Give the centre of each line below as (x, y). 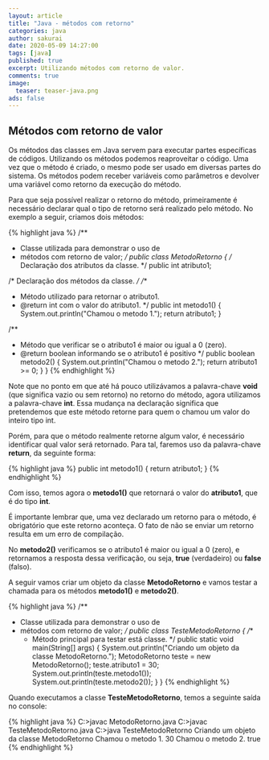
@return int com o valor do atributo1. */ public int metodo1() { (120, 305)
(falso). (20, 567)
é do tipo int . (29, 502)
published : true (35, 61)
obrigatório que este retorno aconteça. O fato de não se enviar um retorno (131, 526)
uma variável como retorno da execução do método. (95, 184)
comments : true (34, 76)
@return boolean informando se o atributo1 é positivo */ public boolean (137, 353)
